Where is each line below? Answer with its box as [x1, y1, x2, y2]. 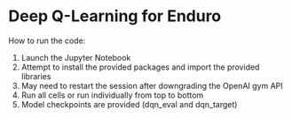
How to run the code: [8, 35, 86, 46]
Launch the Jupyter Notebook [20, 52, 131, 63]
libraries [20, 70, 51, 81]
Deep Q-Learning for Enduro [8, 6, 222, 26]
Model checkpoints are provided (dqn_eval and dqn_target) [20, 99, 238, 109]
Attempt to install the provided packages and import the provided [20, 62, 260, 72]
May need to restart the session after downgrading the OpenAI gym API [20, 80, 283, 91]
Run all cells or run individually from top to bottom [20, 90, 204, 100]
